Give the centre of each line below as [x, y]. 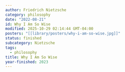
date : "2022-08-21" [26, 19]
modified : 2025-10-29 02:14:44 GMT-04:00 [49, 29]
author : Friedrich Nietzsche [36, 10]
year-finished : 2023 [27, 62]
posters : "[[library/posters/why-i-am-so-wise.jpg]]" [63, 33]
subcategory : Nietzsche [30, 43]
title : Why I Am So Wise [31, 57]
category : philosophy [28, 15]
